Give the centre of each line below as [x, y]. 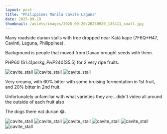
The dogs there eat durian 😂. [36, 112]
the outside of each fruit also [35, 102]
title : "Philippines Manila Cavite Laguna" [51, 14]
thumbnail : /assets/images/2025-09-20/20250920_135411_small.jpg [74, 24]
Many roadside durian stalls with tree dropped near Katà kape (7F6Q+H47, [82, 38]
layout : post [19, 10]
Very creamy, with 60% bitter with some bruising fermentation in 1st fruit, [80, 82]
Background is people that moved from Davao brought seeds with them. [79, 53]
